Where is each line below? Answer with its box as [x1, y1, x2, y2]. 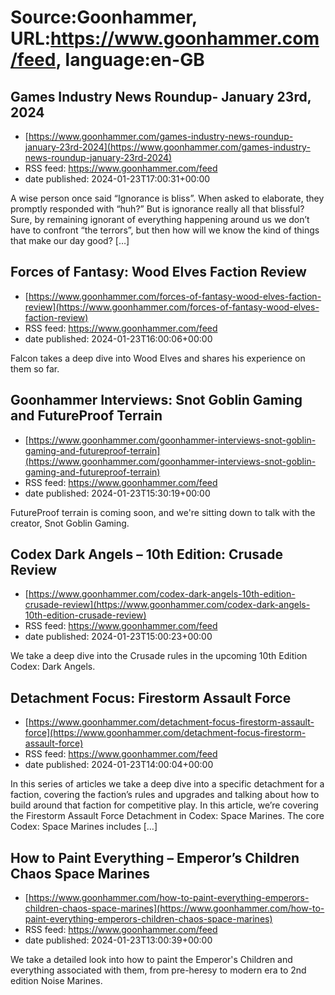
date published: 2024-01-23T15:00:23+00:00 [24, 631, 213, 643]
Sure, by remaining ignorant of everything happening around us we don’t [10, 214, 310, 225]
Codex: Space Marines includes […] [10, 821, 158, 833]
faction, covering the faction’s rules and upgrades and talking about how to [10, 789, 320, 801]
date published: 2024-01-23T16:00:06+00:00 [24, 332, 213, 345]
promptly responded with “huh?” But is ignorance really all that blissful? [10, 203, 305, 215]
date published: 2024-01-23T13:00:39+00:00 [24, 934, 213, 946]
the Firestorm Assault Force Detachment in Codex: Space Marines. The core [10, 810, 325, 822]
